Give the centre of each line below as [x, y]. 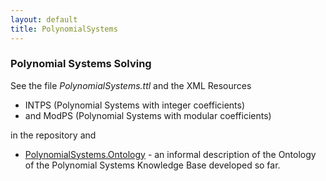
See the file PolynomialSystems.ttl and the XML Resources [131, 85]
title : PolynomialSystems [64, 29]
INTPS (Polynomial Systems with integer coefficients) [135, 105]
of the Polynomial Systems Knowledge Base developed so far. [152, 165]
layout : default [44, 19]
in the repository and [53, 135]
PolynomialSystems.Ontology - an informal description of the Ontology [170, 154]
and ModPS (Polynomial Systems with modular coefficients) [148, 115]
